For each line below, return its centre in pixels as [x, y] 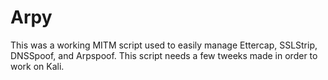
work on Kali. [37, 66]
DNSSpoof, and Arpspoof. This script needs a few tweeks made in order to [164, 55]
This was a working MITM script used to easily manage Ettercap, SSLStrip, [164, 45]
